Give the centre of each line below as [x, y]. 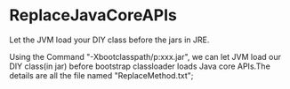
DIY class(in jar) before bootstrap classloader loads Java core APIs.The [140, 66]
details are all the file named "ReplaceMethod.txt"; [101, 75]
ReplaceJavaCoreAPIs [93, 15]
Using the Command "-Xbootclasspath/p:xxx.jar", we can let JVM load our [145, 56]
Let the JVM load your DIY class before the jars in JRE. [109, 40]
